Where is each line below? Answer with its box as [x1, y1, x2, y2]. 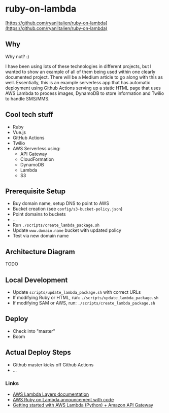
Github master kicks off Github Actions [12, 361, 94, 368]
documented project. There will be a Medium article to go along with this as [5, 74, 163, 80]
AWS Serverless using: [12, 145, 61, 151]
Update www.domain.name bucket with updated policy [12, 227, 122, 233]
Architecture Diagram [5, 247, 75, 256]
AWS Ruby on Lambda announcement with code [12, 396, 114, 402]
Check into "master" [12, 328, 55, 334]
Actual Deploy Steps [5, 348, 71, 357]
